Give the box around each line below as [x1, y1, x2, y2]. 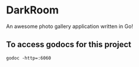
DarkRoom [6, 3, 59, 17]
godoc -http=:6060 [6, 55, 51, 61]
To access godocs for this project [6, 40, 131, 50]
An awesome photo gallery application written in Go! [6, 23, 134, 30]
